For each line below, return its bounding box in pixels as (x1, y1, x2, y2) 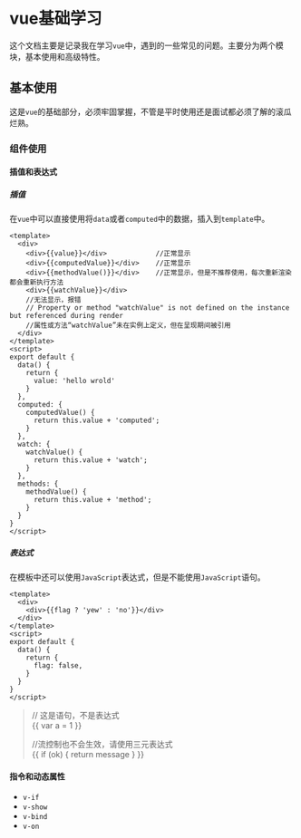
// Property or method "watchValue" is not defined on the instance (25, 303, 290, 313)
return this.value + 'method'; (33, 496, 152, 505)
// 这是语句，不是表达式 (31, 710, 120, 721)
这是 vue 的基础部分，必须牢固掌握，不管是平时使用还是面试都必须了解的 (9, 106, 277, 117)
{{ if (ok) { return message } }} (31, 749, 145, 760)
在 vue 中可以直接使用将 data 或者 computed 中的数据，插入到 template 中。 (9, 214, 270, 225)
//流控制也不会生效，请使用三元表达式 (31, 739, 173, 750)
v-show (22, 803, 48, 812)
